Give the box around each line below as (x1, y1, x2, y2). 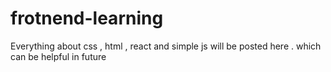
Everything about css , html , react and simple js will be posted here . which (10, 40, 322, 52)
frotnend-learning (10, 7, 164, 30)
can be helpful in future (10, 50, 107, 62)
